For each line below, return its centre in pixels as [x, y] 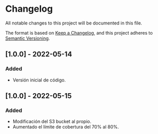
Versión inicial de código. [39, 80]
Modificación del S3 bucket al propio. [52, 122]
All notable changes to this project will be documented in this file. [74, 23]
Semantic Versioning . [28, 38]
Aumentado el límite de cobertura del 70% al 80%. [66, 127]
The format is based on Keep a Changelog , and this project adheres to [79, 33]
